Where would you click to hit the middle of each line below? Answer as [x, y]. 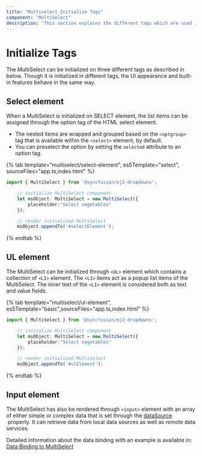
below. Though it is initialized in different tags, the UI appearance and [92, 76]
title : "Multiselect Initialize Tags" [55, 12]
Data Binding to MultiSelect [40, 446]
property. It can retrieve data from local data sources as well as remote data [102, 422]
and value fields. [27, 291]
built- [185, 76]
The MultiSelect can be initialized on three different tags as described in [95, 69]
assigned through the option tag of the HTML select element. [82, 122]
